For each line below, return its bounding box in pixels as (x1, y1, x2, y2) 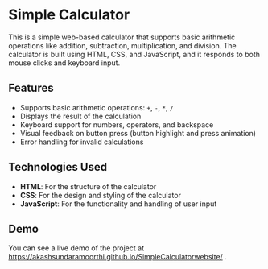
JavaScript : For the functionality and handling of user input (19, 199, 217, 209)
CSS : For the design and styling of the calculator (19, 190, 181, 200)
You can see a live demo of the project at (8, 243, 145, 253)
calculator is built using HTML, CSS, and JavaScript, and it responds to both (8, 49, 260, 59)
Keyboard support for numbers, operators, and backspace (19, 119, 214, 130)
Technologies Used (8, 160, 107, 174)
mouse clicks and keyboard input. (8, 58, 121, 68)
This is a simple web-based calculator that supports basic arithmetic (8, 32, 236, 42)
